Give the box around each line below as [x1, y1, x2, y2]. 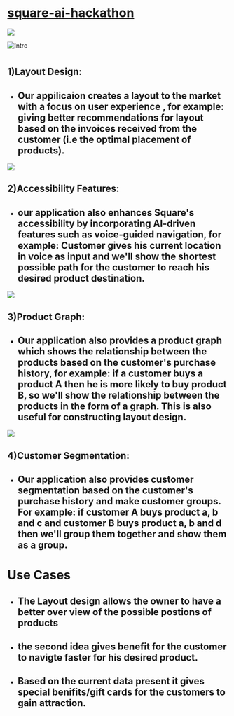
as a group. [17, 539, 68, 551]
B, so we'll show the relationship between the [17, 389, 220, 401]
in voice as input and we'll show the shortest [17, 250, 216, 262]
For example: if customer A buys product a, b [17, 507, 219, 518]
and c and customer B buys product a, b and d [17, 517, 222, 530]
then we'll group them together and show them [17, 528, 227, 540]
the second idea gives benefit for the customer [17, 641, 227, 653]
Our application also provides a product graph [17, 334, 223, 346]
